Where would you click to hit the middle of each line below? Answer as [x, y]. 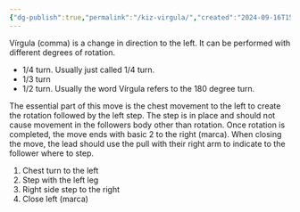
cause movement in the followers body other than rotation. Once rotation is [147, 125]
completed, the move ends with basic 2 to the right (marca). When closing [146, 134]
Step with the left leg [60, 180]
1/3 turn [36, 79]
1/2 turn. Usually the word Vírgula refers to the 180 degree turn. [138, 88]
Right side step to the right [71, 189]
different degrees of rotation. [62, 52]
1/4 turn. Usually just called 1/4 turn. [88, 69]
